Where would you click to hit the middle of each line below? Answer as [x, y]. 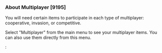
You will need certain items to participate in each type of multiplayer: [75, 18]
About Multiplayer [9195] [36, 7]
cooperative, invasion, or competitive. [43, 23]
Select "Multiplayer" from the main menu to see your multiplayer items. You [81, 33]
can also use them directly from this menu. [48, 37]
